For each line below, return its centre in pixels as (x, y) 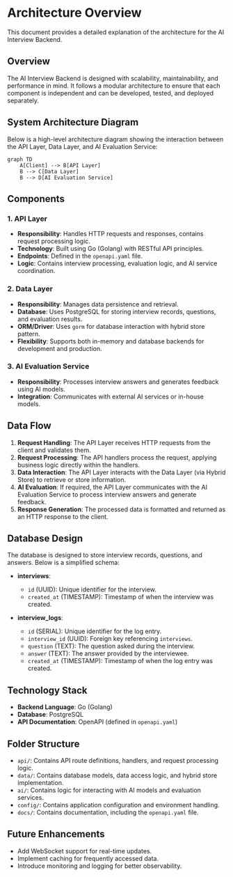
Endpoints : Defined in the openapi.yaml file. (80, 256)
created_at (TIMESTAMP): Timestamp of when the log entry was (120, 661)
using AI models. (41, 389)
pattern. (29, 334)
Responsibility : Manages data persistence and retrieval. (98, 304)
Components (36, 199)
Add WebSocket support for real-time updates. (85, 851)
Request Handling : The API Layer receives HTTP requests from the (114, 442)
